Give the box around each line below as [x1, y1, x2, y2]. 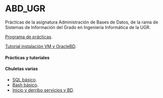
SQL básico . [12, 76, 37, 82]
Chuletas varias [5, 66, 38, 72]
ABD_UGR [5, 3, 46, 14]
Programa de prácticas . [5, 34, 53, 40]
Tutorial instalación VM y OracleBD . [5, 43, 77, 49]
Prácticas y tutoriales [5, 54, 50, 60]
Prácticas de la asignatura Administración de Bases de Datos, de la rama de [5, 19, 159, 25]
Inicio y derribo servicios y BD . [12, 87, 75, 93]
